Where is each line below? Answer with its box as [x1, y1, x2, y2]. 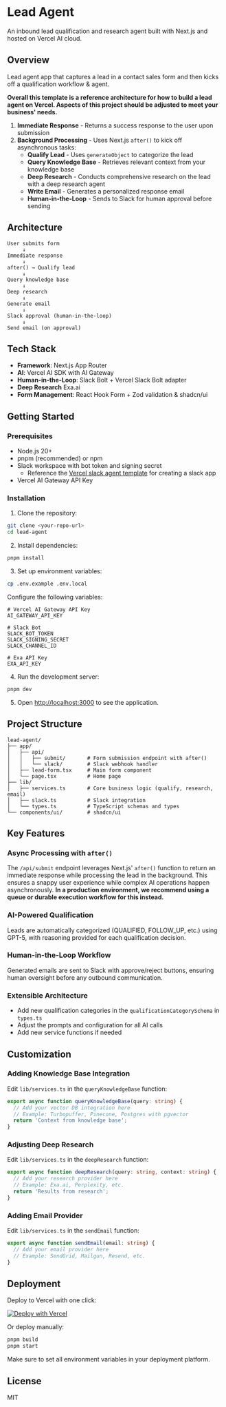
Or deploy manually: [7, 1323, 64, 1331]
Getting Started [7, 411, 75, 422]
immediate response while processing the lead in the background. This [7, 871, 208, 879]
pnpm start [7, 1343, 38, 1350]
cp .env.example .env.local [7, 580, 88, 587]
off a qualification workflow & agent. [7, 80, 110, 88]
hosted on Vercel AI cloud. [7, 34, 82, 42]
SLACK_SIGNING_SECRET [7, 636, 69, 643]
